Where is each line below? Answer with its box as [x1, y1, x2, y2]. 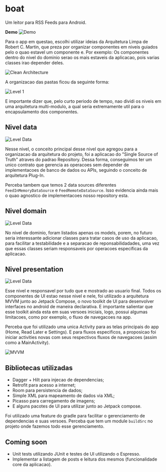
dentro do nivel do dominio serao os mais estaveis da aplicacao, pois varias [5, 54, 160, 60]
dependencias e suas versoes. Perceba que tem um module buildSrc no [5, 418, 153, 424]
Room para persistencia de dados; [12, 388, 83, 394]
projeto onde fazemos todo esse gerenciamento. [5, 423, 105, 429]
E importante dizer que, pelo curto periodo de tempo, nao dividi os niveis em [5, 98, 162, 104]
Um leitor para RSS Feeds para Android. [5, 19, 87, 25]
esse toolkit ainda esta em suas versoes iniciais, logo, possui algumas [5, 309, 148, 315]
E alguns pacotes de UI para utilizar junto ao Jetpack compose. [12, 403, 142, 409]
